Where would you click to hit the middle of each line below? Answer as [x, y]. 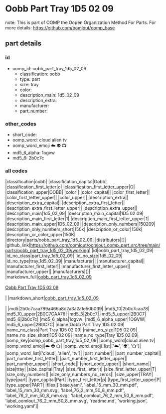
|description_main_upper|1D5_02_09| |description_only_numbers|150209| [80, 224]
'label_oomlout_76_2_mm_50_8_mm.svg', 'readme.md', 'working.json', [77, 401]
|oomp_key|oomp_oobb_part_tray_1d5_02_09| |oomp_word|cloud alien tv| [80, 341]
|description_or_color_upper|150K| [40, 235]
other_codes [21, 124]
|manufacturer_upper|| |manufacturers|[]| [48, 272]
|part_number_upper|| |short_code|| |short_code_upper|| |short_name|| [78, 364]
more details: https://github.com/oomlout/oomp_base [60, 27]
